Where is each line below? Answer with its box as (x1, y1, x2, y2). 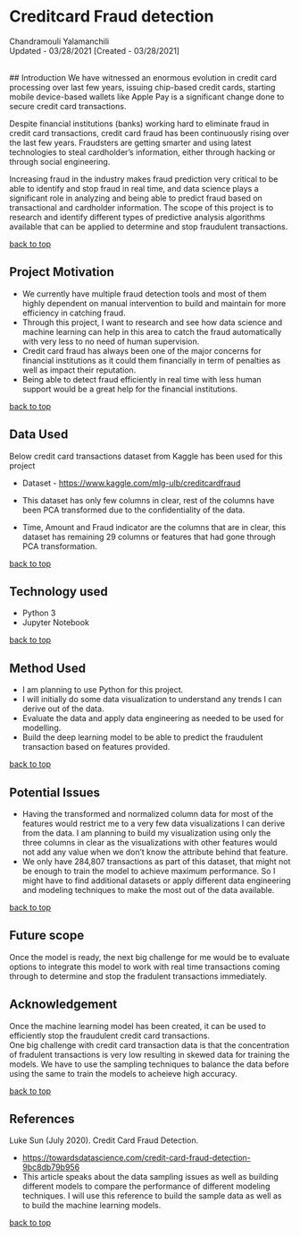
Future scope (9, 928, 85, 943)
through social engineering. (9, 156, 111, 167)
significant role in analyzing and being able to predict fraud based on (9, 193, 263, 203)
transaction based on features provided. (21, 742, 171, 752)
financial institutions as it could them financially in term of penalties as (21, 355, 281, 365)
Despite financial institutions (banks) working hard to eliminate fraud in (9, 118, 270, 129)
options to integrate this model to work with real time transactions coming (9, 961, 280, 972)
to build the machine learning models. (21, 1200, 162, 1211)
